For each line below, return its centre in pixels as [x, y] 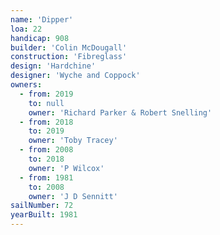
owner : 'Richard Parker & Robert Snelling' [120, 112]
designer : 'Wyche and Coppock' [75, 76]
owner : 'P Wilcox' [66, 168]
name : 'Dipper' [42, 19]
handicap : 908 [40, 38]
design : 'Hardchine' [53, 66]
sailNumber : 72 [42, 206]
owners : [26, 85]
